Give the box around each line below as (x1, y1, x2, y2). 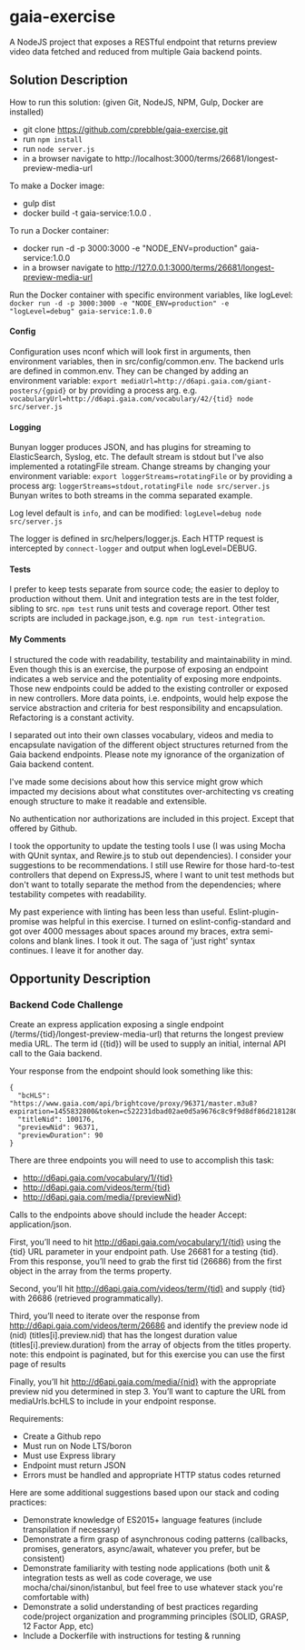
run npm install (22, 134, 84, 145)
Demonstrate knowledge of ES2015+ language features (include (22, 1515, 262, 1525)
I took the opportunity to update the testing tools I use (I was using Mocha (9, 840, 286, 851)
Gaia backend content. (9, 758, 94, 769)
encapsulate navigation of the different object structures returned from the (9, 739, 289, 750)
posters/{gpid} (9, 386, 67, 395)
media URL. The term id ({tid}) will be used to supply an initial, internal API (9, 1038, 287, 1049)
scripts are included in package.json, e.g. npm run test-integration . (9, 613, 266, 624)
